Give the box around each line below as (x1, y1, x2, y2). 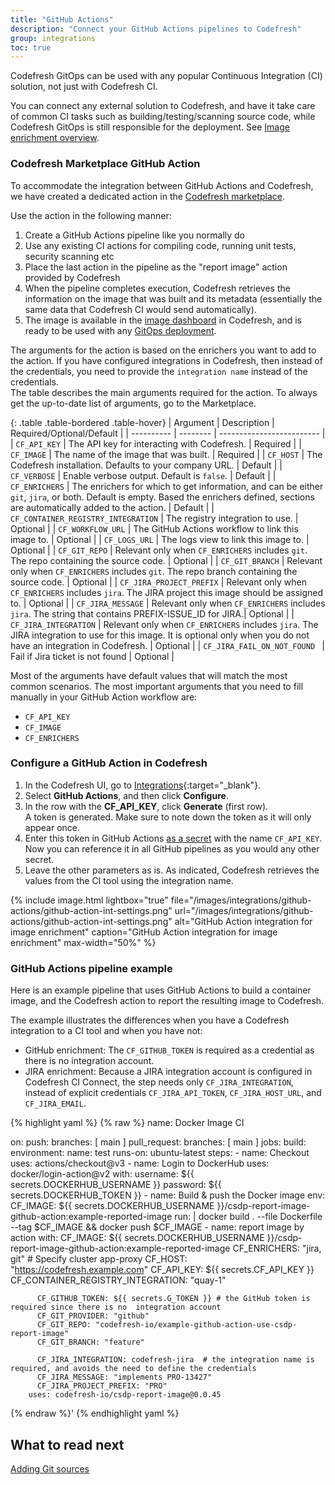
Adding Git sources (10, 1462, 90, 1475)
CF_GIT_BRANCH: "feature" (36, 1337, 145, 1348)
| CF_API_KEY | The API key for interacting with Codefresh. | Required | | (10, 437, 302, 450)
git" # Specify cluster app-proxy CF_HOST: (10, 1253, 188, 1265)
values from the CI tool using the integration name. (24, 874, 234, 886)
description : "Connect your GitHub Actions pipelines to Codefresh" (10, 24, 302, 34)
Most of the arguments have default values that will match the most (10, 669, 288, 681)
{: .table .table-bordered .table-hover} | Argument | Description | (10, 416, 275, 428)
